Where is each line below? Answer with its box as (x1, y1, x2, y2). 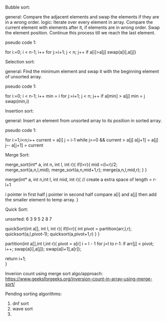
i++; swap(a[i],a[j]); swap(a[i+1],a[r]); (5, 246, 82, 252)
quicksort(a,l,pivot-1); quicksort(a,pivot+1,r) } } (5, 231, 100, 237)
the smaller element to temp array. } (5, 197, 79, 202)
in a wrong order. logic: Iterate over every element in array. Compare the (5, 19, 153, 25)
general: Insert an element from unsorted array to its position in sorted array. (5, 118, 162, 124)
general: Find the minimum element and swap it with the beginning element (5, 68, 159, 74)
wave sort (12, 306, 33, 312)
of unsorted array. (5, 74, 42, 79)
